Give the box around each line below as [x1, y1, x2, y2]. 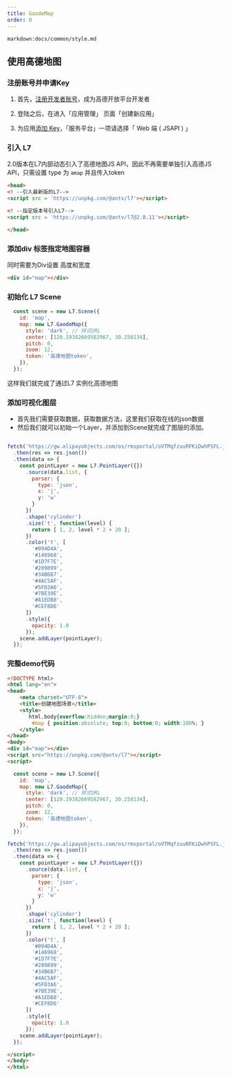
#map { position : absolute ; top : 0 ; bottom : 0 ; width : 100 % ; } [32, 719, 205, 726]
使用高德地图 [7, 56, 62, 67]
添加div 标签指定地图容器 [7, 243, 91, 253]
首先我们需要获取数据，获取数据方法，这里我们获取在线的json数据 [16, 415, 204, 423]
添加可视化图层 [7, 398, 57, 407]
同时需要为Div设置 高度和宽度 [7, 261, 91, 269]
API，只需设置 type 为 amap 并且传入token [7, 168, 125, 177]
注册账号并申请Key [7, 78, 70, 87]
